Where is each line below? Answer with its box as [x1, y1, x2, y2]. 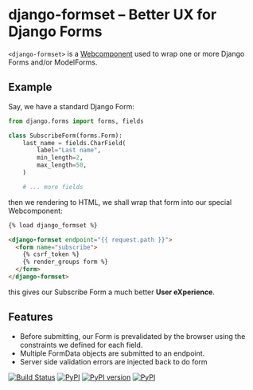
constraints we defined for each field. [19, 340, 143, 349]
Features [8, 310, 53, 324]
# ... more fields [22, 183, 84, 191]
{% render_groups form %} [22, 258, 109, 266]
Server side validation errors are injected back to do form [19, 357, 208, 366]
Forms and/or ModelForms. [8, 57, 98, 67]
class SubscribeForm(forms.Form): [8, 132, 123, 140]
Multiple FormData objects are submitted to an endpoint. [19, 349, 205, 358]
